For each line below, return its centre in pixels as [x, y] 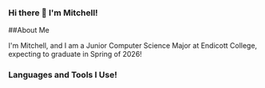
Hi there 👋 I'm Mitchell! [53, 13]
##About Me [29, 30]
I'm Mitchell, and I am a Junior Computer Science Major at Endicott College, [133, 46]
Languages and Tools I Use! [63, 75]
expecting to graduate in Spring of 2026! [75, 54]
